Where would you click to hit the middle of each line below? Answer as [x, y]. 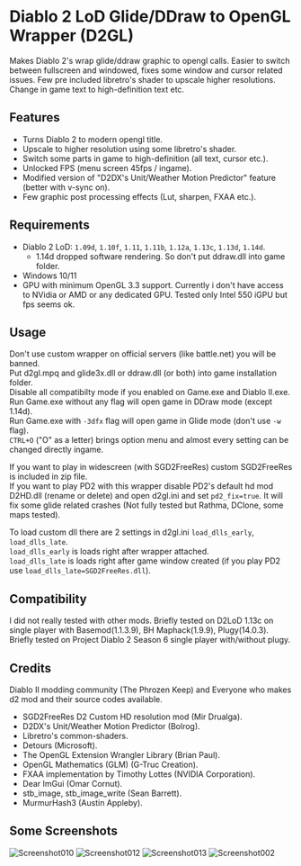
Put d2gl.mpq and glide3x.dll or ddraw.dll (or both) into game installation [143, 373]
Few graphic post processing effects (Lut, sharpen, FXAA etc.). [139, 196]
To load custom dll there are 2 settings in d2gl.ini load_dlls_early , [132, 532]
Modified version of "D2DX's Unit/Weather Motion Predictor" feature [149, 177]
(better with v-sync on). [66, 187]
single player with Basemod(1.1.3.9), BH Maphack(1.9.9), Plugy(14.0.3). [139, 630]
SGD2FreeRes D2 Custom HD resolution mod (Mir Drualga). [132, 717]
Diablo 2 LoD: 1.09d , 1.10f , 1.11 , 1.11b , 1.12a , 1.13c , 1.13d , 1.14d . [144, 247]
